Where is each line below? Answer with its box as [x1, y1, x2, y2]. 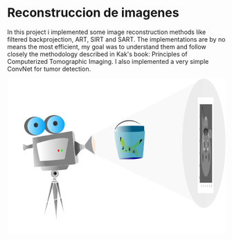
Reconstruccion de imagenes [7, 5, 179, 21]
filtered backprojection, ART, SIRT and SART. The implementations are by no [7, 35, 226, 43]
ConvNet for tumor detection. [7, 65, 91, 73]
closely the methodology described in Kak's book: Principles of [7, 50, 188, 58]
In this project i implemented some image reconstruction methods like [7, 28, 206, 36]
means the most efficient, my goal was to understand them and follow [7, 42, 206, 51]
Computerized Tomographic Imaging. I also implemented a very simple [7, 57, 209, 65]
